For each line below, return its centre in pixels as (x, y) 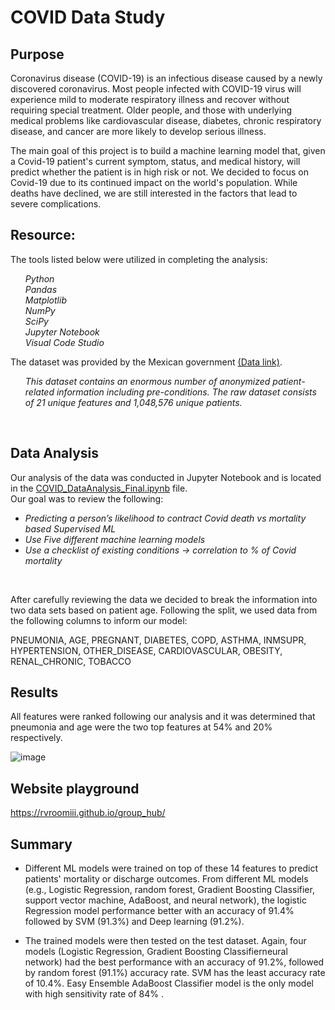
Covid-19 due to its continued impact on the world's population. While (154, 182)
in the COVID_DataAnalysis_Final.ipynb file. (99, 488)
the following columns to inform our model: (99, 620)
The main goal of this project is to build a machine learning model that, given (168, 150)
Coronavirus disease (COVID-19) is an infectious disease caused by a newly (166, 78)
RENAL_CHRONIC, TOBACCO (71, 661)
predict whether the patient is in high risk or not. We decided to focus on (160, 172)
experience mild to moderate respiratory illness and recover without (150, 99)
